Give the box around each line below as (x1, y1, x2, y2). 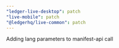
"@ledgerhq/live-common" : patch (6, 19, 86, 25)
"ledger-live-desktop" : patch (6, 8, 81, 15)
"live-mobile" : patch (6, 14, 60, 20)
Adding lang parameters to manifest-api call (6, 36, 114, 43)
